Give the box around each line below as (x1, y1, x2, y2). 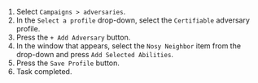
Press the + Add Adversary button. (15, 32, 131, 42)
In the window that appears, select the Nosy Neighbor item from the (15, 41, 242, 51)
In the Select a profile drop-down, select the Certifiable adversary (15, 15, 251, 25)
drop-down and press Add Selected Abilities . (15, 50, 173, 59)
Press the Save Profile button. (15, 58, 120, 68)
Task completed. (15, 67, 72, 76)
